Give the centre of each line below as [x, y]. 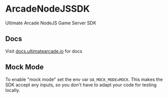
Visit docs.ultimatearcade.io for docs [44, 51]
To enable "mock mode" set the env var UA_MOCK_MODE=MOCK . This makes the [84, 79]
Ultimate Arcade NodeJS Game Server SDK [51, 23]
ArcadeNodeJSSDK [48, 9]
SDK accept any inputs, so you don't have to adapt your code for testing [81, 85]
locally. [13, 90]
